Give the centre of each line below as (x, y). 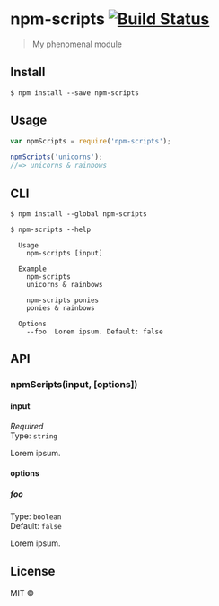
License (33, 571)
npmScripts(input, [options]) (74, 385)
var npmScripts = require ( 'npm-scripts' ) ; (91, 141)
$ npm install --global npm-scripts (79, 214)
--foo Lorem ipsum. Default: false (95, 332)
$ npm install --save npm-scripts (75, 93)
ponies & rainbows (61, 308)
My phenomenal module (77, 44)
